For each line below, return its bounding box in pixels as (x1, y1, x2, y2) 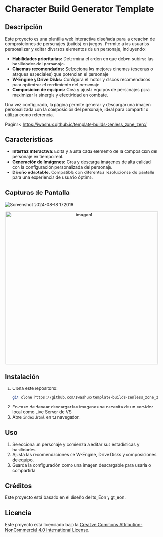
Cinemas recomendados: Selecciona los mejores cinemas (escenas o (12, 66, 153, 72)
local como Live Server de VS (12, 409, 72, 415)
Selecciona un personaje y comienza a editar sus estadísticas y (12, 441, 140, 448)
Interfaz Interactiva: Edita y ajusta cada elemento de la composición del (12, 148, 158, 154)
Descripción (5, 23, 43, 31)
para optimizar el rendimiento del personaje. (12, 82, 101, 87)
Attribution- (119, 521, 143, 527)
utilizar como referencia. (5, 112, 54, 118)
